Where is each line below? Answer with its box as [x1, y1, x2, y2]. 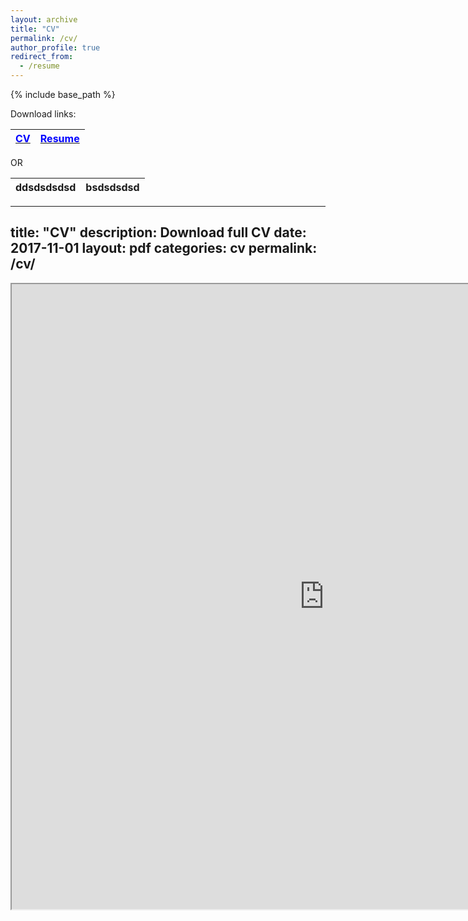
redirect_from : [10, 52, 74, 62]
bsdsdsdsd [85, 181, 140, 194]
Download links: [10, 108, 77, 120]
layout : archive [10, 14, 78, 25]
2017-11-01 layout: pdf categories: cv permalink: [10, 240, 318, 257]
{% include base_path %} [10, 89, 116, 100]
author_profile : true [10, 42, 101, 53]
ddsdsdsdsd [15, 181, 77, 194]
